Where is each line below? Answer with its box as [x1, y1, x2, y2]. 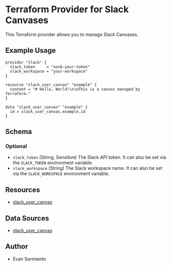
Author [5, 242, 28, 251]
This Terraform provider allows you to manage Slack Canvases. [5, 31, 139, 37]
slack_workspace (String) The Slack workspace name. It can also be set [12, 165, 162, 171]
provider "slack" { [5, 60, 47, 65]
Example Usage [5, 46, 56, 55]
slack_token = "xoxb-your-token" [10, 64, 90, 70]
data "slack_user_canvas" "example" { [5, 104, 88, 109]
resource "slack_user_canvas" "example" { [5, 82, 97, 87]
